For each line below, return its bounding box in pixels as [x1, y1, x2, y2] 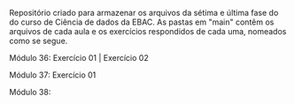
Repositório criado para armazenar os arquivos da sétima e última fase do [9, 8, 279, 18]
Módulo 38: [9, 87, 51, 97]
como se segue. [9, 35, 68, 46]
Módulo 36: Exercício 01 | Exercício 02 [9, 53, 149, 63]
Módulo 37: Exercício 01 [9, 70, 97, 80]
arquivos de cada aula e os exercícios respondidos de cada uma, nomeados [9, 26, 287, 36]
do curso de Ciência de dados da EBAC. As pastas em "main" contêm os [9, 17, 275, 27]
